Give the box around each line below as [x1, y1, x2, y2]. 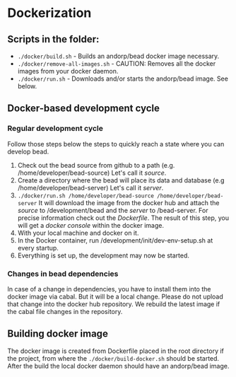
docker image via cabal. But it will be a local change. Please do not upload [7, 292, 224, 301]
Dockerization [7, 5, 92, 21]
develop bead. [7, 147, 49, 156]
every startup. [17, 243, 59, 252]
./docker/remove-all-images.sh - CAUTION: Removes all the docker [17, 59, 216, 68]
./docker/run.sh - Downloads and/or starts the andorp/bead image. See [17, 74, 228, 83]
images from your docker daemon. [17, 67, 119, 75]
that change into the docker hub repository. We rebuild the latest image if [7, 299, 220, 308]
